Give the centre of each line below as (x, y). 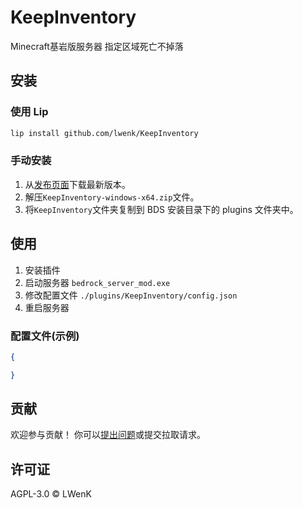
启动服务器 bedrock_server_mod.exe (97, 282)
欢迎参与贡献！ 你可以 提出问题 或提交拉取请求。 (108, 435)
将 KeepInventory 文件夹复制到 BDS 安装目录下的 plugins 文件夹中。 (161, 209)
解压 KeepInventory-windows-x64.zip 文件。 (112, 197)
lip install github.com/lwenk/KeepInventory (104, 133)
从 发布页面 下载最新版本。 (77, 184)
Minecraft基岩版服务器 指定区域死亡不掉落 (97, 46)
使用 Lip (29, 112)
